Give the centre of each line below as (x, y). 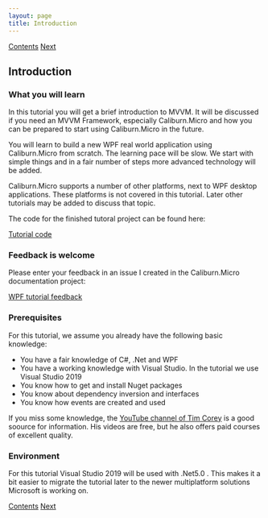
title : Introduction (43, 23)
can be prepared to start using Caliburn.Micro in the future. (106, 129)
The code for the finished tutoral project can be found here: (107, 219)
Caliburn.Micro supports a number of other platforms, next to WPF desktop (133, 186)
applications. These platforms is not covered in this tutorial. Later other (126, 195)
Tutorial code (30, 234)
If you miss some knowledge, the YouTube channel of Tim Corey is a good (132, 418)
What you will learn (47, 94)
